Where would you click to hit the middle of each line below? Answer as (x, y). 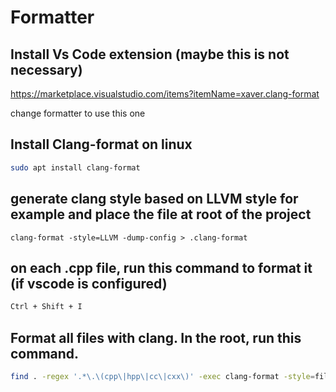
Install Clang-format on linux (101, 144)
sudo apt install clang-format (75, 167)
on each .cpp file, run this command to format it (161, 267)
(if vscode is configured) (89, 283)
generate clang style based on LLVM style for (154, 199)
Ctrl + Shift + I (46, 307)
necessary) (46, 69)
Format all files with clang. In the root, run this (156, 337)
